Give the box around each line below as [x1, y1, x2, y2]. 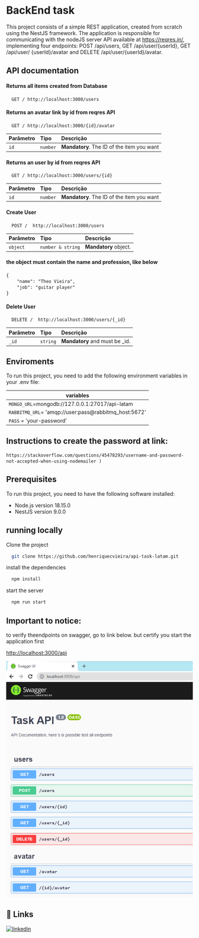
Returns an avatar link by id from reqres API [6, 109, 115, 116]
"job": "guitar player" [17, 285, 76, 291]
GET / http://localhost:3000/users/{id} [11, 173, 113, 179]
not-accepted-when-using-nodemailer [6, 458, 97, 464]
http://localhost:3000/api [6, 649, 67, 656]
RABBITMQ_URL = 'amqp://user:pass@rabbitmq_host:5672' [8, 408, 146, 416]
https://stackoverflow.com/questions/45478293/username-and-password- [6, 452, 184, 458]
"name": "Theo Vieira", [17, 279, 76, 285]
